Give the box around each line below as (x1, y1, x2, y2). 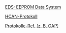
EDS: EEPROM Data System (5, 4, 62, 10)
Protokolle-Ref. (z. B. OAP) (5, 23, 59, 29)
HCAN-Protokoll (5, 14, 38, 19)
